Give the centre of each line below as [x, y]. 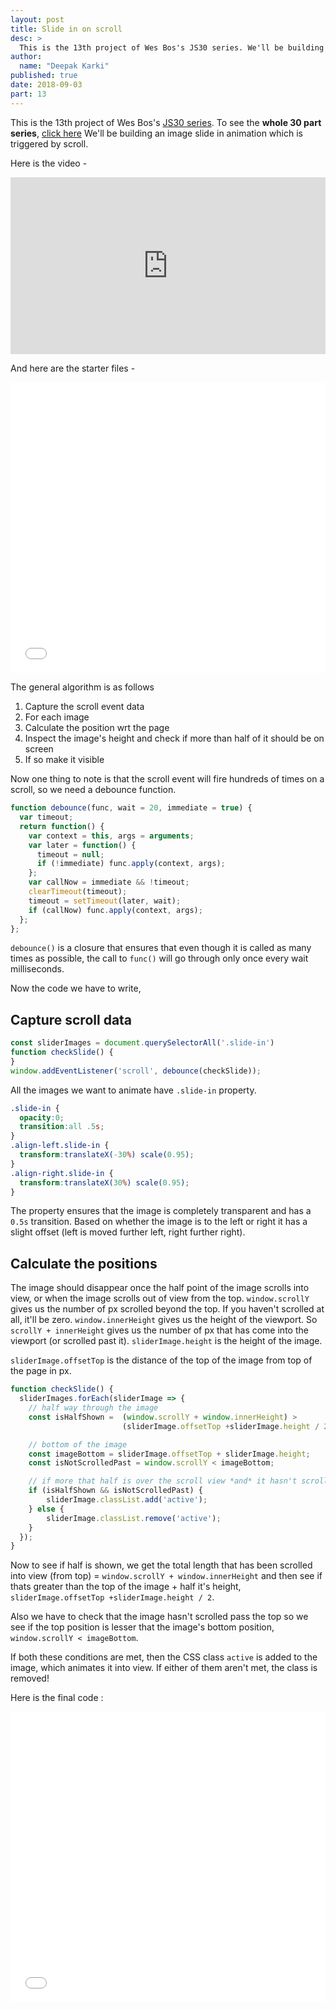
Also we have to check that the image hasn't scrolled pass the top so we [159, 1617]
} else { [46, 1509]
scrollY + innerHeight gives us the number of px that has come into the [159, 1330]
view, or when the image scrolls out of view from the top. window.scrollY [160, 1298]
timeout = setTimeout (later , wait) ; [105, 901]
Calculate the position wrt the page [97, 728]
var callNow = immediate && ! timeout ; [109, 882]
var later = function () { [82, 845]
